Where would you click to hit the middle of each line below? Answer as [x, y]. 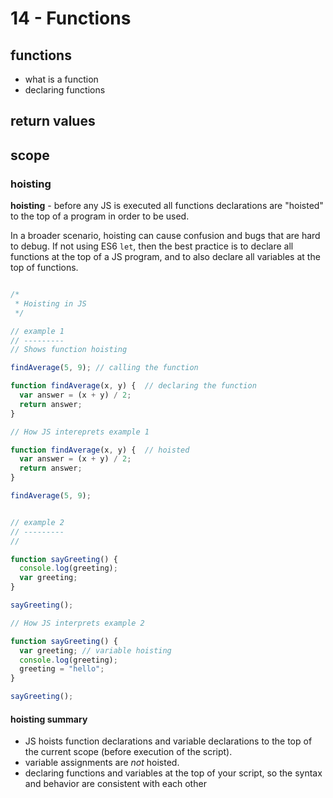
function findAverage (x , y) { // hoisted [100, 450]
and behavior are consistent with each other [115, 784]
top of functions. [44, 268]
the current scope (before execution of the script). [128, 752]
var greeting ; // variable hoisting [95, 650]
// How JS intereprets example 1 [80, 432]
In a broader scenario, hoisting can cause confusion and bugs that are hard [165, 236]
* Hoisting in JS [50, 303]
